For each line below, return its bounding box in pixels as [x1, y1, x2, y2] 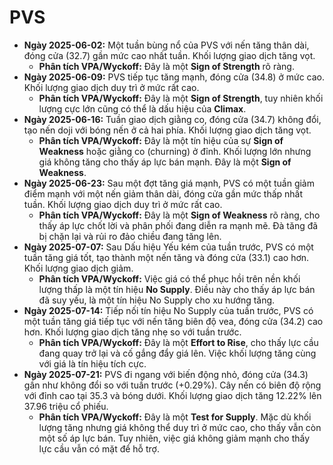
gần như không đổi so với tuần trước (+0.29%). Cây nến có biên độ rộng [23, 379, 322, 391]
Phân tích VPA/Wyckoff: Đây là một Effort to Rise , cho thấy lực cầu [38, 336, 319, 348]
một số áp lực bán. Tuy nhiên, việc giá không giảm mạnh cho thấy [38, 432, 311, 444]
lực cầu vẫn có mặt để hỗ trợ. [38, 442, 160, 455]
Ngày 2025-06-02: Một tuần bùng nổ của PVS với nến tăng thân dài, [23, 39, 310, 51]
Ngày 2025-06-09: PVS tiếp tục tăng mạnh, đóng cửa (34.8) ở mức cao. [23, 71, 325, 83]
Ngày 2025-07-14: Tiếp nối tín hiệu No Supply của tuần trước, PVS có [23, 304, 314, 316]
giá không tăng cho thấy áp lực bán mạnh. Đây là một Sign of [38, 156, 292, 168]
